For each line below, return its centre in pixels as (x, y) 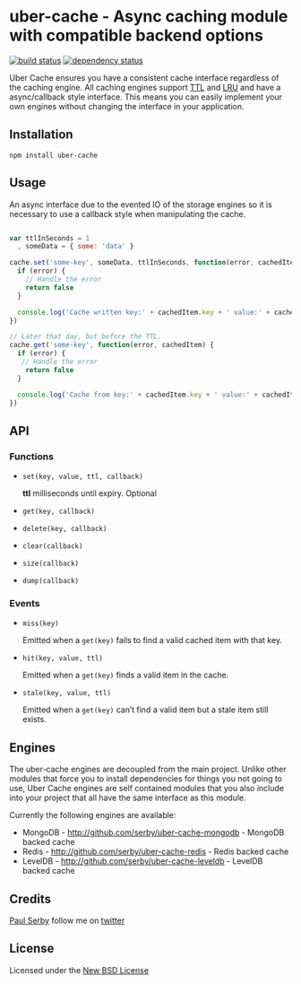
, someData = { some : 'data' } (76, 247)
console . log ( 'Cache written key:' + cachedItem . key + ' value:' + (144, 312)
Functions (31, 457)
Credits (30, 899)
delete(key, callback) (64, 529)
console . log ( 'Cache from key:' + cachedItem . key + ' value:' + (138, 395)
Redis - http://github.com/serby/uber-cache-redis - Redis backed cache (155, 852)
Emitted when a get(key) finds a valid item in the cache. (125, 675)
